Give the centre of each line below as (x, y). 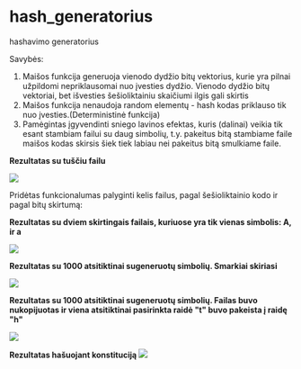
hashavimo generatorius (54, 41)
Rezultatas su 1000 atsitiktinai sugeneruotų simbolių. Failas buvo (133, 300)
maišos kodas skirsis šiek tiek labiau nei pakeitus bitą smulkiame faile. (151, 143)
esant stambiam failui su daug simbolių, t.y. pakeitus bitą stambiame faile (157, 133)
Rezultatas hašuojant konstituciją (73, 355)
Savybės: (27, 58)
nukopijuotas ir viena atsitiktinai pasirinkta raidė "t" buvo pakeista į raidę (148, 310)
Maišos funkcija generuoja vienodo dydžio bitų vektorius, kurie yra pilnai (156, 76)
